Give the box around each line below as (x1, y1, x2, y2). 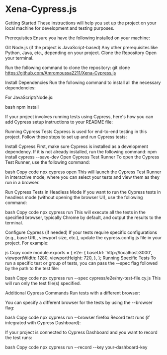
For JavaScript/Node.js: (5, 94, 54, 100)
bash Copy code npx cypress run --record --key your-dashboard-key (5, 344, 148, 350)
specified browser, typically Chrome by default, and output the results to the (5, 214, 162, 220)
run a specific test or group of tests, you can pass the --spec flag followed (5, 260, 158, 266)
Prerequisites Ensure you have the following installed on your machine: (5, 35, 150, 41)
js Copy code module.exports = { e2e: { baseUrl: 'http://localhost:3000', (5, 249, 153, 255)
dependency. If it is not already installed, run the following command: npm (5, 148, 157, 154)
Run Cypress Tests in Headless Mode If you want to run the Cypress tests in (5, 189, 161, 195)
